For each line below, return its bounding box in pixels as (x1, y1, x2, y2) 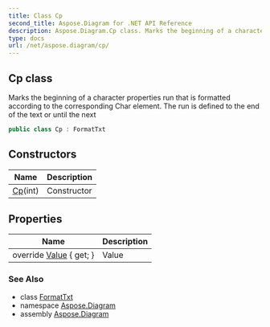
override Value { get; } (12, 250, 95, 261)
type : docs (8, 34, 45, 43)
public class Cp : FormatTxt (8, 125, 106, 133)
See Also (8, 274, 44, 285)
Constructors (8, 148, 77, 161)
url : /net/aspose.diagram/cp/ (8, 42, 110, 50)
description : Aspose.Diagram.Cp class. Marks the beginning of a (8, 27, 231, 35)
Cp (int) (12, 185, 39, 196)
